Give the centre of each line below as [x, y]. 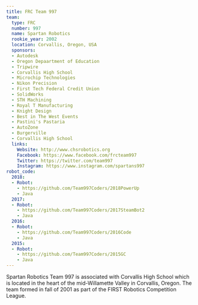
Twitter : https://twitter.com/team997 [65, 161]
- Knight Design [32, 111]
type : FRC [23, 23]
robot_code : [21, 172]
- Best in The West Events [45, 116]
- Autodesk [25, 56]
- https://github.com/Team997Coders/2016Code [74, 232]
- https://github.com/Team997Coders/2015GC [72, 255]
